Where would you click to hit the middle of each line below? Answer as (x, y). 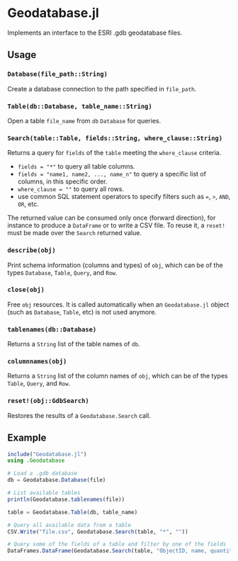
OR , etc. (28, 204)
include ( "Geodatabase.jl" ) (47, 454)
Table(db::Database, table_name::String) (80, 106)
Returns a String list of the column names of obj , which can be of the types (118, 376)
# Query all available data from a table (69, 525)
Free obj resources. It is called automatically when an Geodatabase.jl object (118, 304)
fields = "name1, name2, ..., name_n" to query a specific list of (112, 174)
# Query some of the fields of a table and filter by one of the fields (117, 544)
